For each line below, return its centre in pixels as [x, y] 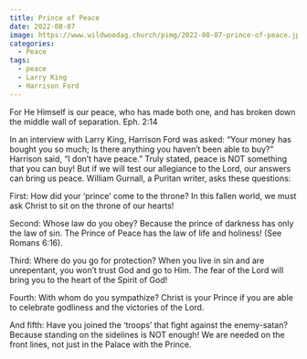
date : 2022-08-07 [42, 26]
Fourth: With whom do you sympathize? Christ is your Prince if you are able [152, 297]
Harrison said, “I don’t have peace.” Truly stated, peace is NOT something [148, 158]
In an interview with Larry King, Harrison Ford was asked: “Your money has [151, 139]
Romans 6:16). [37, 242]
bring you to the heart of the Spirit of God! [89, 280]
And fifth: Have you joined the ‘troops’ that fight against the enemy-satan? [148, 324]
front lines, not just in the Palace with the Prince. [101, 344]
